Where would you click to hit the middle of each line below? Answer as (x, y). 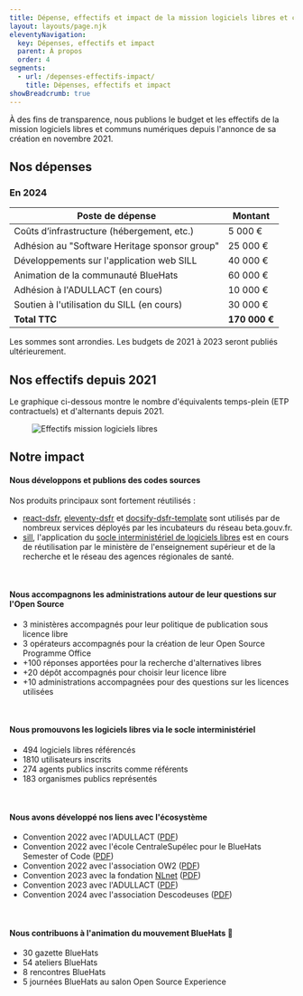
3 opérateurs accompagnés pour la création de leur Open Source (144, 643)
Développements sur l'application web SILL (106, 261)
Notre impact (47, 457)
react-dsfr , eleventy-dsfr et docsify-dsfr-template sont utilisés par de (151, 517)
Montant (251, 216)
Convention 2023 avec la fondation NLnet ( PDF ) (111, 876)
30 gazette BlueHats (60, 953)
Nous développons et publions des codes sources (105, 479)
